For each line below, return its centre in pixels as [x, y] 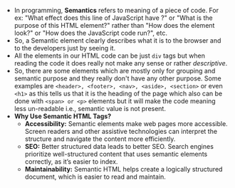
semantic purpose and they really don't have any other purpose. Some [118, 78]
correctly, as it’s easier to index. [71, 162]
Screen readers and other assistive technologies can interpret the [121, 131]
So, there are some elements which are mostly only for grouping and [115, 71]
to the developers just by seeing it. [65, 48]
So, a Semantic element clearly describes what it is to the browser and [117, 41]
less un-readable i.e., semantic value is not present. [90, 109]
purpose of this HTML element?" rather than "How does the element [114, 25]
